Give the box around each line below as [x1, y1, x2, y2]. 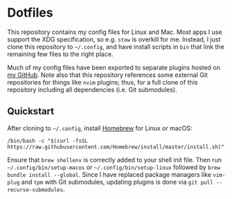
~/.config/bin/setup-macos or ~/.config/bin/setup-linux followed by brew [7, 163, 221, 171]
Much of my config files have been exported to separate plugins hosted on [7, 63, 220, 71]
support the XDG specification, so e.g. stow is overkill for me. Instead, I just [7, 35, 221, 43]
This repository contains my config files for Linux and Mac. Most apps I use [7, 28, 223, 36]
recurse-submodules [7, 186, 64, 193]
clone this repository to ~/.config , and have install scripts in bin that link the [7, 42, 225, 51]
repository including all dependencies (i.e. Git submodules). [7, 85, 178, 94]
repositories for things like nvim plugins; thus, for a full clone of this [7, 78, 198, 86]
